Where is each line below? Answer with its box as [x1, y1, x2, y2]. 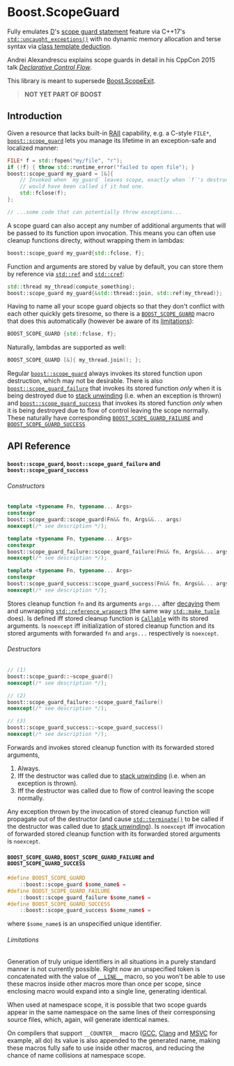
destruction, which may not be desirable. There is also [7, 377, 163, 385]
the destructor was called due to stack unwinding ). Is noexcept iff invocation [7, 822, 225, 830]
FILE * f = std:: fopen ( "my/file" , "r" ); [7, 157, 123, 164]
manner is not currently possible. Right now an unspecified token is [7, 964, 201, 973]
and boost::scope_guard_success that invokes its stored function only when [7, 399, 223, 407]
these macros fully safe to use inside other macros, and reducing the [7, 1044, 205, 1052]
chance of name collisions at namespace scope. [7, 1051, 146, 1059]
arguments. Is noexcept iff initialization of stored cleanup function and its [7, 622, 214, 630]
